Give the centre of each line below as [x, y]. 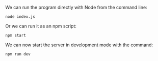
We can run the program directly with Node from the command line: [76, 7]
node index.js [20, 17]
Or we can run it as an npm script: [41, 26]
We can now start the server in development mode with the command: [79, 45]
